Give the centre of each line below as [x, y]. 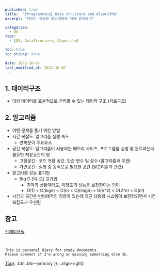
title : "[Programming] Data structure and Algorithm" [62, 14]
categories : [17, 27]
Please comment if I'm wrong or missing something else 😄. [67, 254]
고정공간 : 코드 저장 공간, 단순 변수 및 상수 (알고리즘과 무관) [75, 160]
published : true [21, 9]
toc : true [15, 49]
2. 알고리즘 [21, 118]
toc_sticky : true [23, 54]
